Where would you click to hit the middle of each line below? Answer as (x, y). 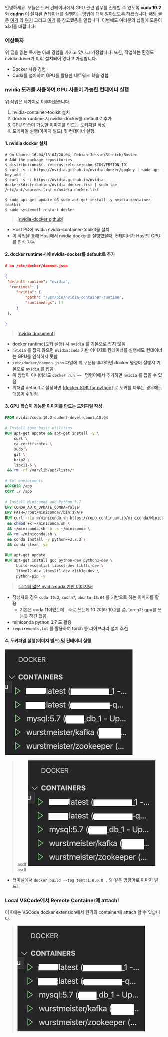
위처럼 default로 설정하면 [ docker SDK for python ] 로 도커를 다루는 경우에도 (87, 387)
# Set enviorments (24, 481)
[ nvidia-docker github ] (40, 219)
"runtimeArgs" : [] (44, 303)
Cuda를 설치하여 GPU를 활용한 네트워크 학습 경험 (60, 75)
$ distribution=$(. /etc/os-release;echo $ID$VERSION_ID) (67, 165)
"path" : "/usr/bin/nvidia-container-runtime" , (74, 298)
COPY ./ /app (19, 491)
